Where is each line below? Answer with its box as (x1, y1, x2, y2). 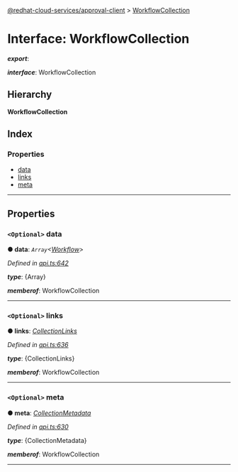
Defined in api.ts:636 (7, 341, 69, 349)
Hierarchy (7, 89, 52, 101)
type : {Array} (7, 273, 46, 281)
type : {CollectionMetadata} (7, 436, 87, 444)
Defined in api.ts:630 (7, 422, 69, 431)
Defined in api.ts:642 (7, 259, 69, 268)
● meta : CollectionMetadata (7, 408, 91, 417)
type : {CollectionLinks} (7, 354, 75, 363)
